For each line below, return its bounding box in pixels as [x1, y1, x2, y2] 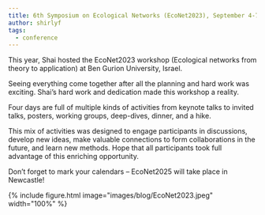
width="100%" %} [8, 199, 68, 209]
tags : [8, 26, 26, 34]
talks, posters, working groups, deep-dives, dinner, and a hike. [8, 111, 211, 121]
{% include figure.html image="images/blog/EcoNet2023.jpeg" [8, 190, 214, 200]
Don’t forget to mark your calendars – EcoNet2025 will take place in [8, 167, 228, 176]
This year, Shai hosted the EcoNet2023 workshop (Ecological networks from [8, 55, 257, 65]
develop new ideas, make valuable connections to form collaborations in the [8, 135, 256, 145]
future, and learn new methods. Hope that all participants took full [8, 143, 222, 153]
